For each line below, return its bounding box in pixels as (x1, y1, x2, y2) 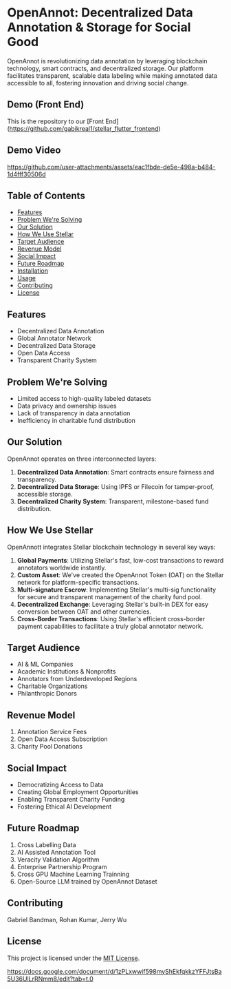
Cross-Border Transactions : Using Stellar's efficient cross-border (16, 614, 206, 623)
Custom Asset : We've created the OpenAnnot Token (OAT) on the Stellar (16, 570, 224, 579)
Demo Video (7, 145, 61, 156)
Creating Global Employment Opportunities (16, 788, 139, 796)
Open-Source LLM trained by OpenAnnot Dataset (16, 877, 157, 886)
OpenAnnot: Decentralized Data (7, 5, 194, 21)
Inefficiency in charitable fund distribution (16, 417, 136, 424)
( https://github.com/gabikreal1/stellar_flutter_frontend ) (7, 124, 161, 132)
